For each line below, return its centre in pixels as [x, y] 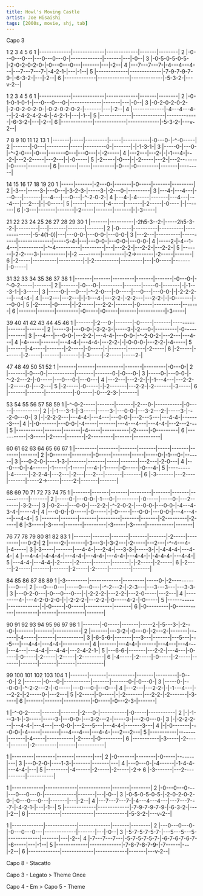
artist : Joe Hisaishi [34, 18]
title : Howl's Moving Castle [43, 12]
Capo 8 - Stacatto [28, 863]
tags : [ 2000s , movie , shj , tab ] [47, 23]
